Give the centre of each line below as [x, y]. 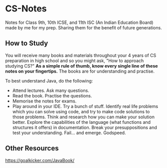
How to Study [27, 43]
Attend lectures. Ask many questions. [51, 90]
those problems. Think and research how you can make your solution [83, 117]
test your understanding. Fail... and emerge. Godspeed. [69, 133]
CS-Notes [26, 9]
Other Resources [32, 148]
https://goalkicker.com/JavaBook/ [40, 160]
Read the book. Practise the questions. [52, 95]
